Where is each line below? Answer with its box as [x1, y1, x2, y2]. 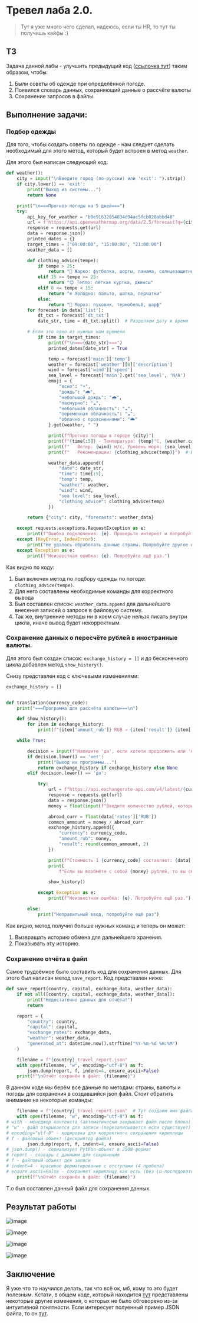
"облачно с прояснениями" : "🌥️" [58, 417, 138, 423]
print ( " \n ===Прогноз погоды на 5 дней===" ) [16, 202, 126, 209]
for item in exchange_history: [27, 722, 104, 728]
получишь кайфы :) [20, 29, 69, 36]
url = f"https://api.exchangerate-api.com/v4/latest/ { [48, 787, 186, 793]
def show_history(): [16, 716, 67, 722]
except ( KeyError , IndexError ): [16, 536, 96, 542]
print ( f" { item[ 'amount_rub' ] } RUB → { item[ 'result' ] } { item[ [37, 727, 192, 733]
